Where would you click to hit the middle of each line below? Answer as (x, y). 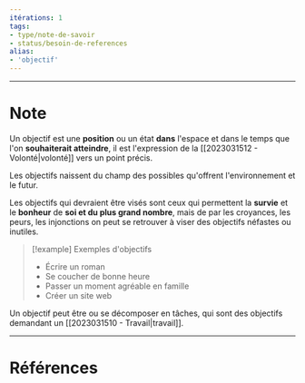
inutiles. (24, 231)
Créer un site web (79, 295)
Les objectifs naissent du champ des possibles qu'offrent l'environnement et (152, 175)
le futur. (24, 185)
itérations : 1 (36, 18)
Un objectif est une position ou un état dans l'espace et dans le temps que (150, 138)
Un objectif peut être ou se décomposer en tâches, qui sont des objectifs (146, 313)
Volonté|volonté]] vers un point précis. (81, 157)
